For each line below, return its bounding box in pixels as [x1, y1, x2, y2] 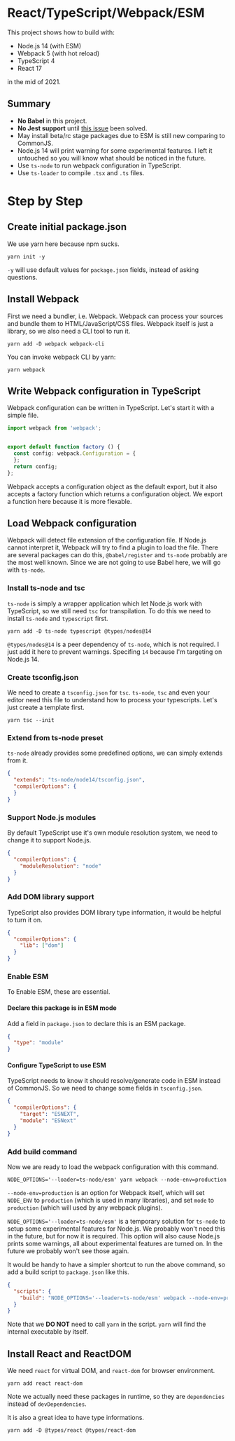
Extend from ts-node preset [7, 732, 104, 742]
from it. [7, 756, 28, 765]
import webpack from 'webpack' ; [7, 425, 101, 432]
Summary [7, 98, 51, 110]
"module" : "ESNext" [20, 1117, 77, 1124]
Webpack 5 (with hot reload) [17, 49, 100, 57]
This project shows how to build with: [7, 28, 115, 36]
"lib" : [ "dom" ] [20, 942, 64, 949]
